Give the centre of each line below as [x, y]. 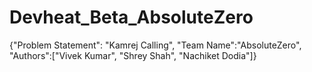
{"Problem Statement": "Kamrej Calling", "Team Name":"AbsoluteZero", [155, 45]
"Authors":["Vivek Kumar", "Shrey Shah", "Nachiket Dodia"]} [133, 55]
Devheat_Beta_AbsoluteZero [131, 17]
